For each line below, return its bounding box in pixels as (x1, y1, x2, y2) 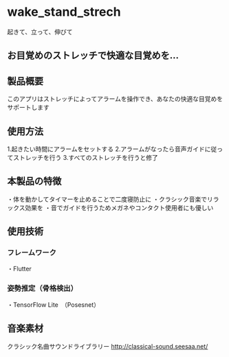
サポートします (7, 104, 50, 112)
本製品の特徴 (7, 176, 62, 187)
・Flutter (7, 265, 32, 273)
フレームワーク (7, 248, 57, 257)
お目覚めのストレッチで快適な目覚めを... (7, 49, 179, 62)
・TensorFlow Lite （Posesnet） (7, 300, 100, 309)
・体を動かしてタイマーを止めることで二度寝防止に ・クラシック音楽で (7, 195, 208, 203)
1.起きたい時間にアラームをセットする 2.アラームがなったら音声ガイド (7, 145, 205, 153)
